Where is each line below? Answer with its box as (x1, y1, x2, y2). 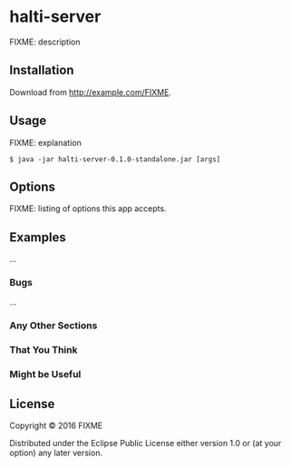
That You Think (9, 344, 78, 356)
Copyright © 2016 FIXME (9, 420, 103, 432)
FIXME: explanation (9, 137, 82, 148)
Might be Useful (9, 368, 82, 381)
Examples (9, 229, 66, 245)
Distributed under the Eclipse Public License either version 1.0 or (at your (9, 438, 282, 449)
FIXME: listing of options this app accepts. (9, 203, 167, 214)
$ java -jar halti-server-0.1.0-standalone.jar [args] (9, 154, 221, 164)
